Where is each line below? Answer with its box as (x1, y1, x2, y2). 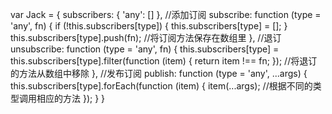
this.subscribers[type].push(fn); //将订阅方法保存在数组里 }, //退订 (10, 32, 282, 43)
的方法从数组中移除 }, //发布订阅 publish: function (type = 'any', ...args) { (10, 68, 308, 79)
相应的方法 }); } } (36, 93, 106, 104)
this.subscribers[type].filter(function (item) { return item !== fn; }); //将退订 (10, 55, 318, 67)
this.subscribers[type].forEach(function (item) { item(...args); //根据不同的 (10, 80, 313, 92)
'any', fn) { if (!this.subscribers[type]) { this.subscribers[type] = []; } (10, 20, 288, 32)
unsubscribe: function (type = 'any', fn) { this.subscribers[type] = (10, 43, 280, 55)
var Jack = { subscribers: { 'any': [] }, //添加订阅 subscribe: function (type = (10, 9, 322, 20)
